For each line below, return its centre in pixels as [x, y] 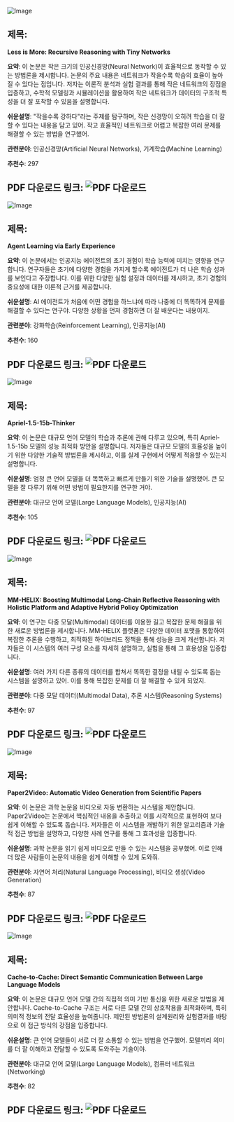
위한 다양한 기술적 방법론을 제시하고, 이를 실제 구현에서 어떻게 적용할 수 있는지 [120, 455]
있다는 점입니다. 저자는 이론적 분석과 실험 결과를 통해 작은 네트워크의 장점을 [124, 83]
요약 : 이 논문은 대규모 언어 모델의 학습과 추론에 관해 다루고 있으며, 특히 [103, 437]
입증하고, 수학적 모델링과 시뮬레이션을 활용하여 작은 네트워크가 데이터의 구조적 [114, 93]
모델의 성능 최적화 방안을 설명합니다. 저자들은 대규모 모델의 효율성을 [122, 446]
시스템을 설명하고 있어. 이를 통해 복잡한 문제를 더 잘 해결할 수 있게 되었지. [107, 680]
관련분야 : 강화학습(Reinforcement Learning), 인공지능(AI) [87, 325]
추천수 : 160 [23, 341]
